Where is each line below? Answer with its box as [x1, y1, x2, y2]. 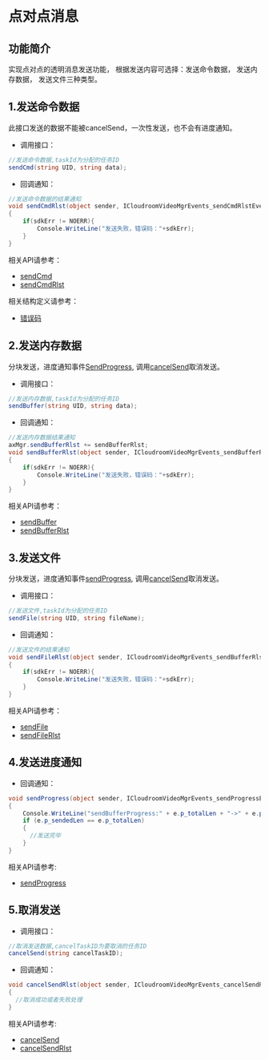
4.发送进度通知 [8, 756, 82, 769]
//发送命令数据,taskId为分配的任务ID [8, 155, 120, 164]
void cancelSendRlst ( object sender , [8, 981, 130, 989]
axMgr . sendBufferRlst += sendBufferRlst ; [8, 441, 149, 449]
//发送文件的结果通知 [8, 646, 70, 654]
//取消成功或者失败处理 [15, 996, 82, 1004]
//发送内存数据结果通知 [8, 433, 76, 441]
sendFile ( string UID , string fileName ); [8, 614, 146, 622]
